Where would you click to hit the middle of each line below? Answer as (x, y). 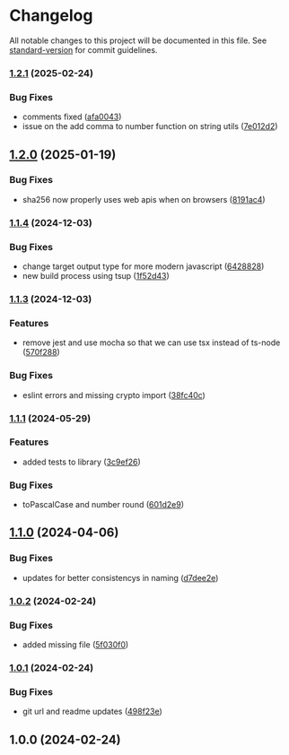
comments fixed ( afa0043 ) (72, 117)
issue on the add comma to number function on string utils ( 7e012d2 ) (150, 126)
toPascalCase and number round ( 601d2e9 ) (103, 505)
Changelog (51, 16)
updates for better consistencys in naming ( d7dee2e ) (120, 577)
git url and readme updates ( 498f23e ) (92, 712)
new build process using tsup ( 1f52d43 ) (96, 276)
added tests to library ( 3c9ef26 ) (81, 462)
